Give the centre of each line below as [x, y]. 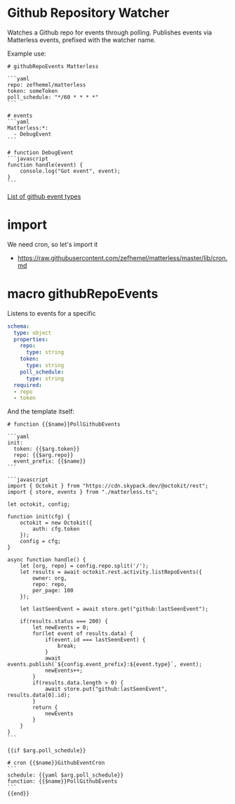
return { [45, 708]
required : [28, 385]
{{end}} [19, 794]
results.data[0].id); [39, 695]
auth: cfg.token [56, 529]
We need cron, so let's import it [53, 244]
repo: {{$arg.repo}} [43, 455]
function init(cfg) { [39, 517]
